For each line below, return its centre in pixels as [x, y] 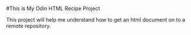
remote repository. [29, 26]
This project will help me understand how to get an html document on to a [96, 20]
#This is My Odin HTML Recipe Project [53, 8]
